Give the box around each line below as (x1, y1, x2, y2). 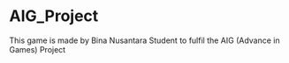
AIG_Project (9, 6, 99, 26)
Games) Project (9, 44, 66, 54)
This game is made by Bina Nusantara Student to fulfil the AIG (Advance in (9, 35, 280, 45)
